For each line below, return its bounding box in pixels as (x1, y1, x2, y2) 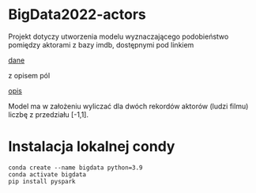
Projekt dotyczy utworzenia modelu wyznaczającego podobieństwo (8, 32, 229, 41)
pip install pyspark (8, 177, 77, 185)
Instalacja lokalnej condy (8, 138, 175, 156)
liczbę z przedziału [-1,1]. (8, 109, 89, 119)
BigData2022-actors (8, 6, 146, 24)
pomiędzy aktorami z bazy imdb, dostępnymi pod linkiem (8, 40, 194, 49)
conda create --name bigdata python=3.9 (8, 164, 144, 172)
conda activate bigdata (8, 170, 87, 179)
